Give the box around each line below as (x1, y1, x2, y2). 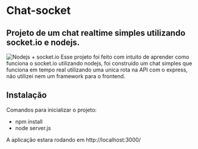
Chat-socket (6, 4, 71, 18)
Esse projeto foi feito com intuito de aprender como (60, 53, 189, 61)
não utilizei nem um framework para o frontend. (6, 73, 126, 79)
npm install (15, 118, 43, 125)
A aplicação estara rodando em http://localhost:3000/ (6, 136, 141, 143)
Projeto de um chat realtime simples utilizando (6, 28, 186, 38)
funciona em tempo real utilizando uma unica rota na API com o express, (6, 66, 188, 73)
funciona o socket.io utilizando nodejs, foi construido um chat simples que (6, 60, 193, 67)
